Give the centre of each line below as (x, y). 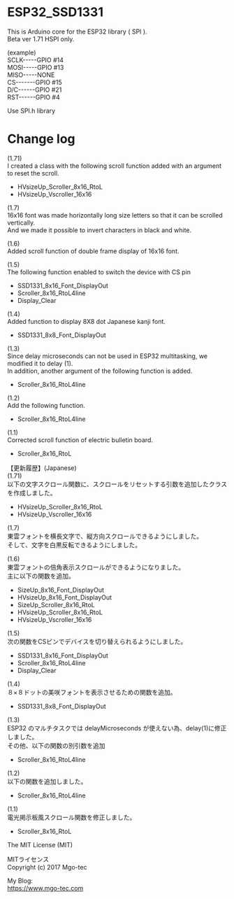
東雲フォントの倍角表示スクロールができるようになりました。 (96, 567)
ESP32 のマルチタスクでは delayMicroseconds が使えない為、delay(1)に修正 (117, 728)
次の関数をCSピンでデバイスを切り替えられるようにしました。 (97, 642)
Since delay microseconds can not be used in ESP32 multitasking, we (108, 356)
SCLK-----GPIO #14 (36, 59)
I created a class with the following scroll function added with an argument (115, 166)
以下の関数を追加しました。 (47, 781)
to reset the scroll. (33, 173)
